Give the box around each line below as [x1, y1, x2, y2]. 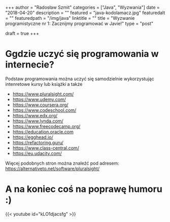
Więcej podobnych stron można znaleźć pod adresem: [5, 160, 119, 166]
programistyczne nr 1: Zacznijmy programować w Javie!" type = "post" [5, 20, 154, 26]
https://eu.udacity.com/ [12, 150, 62, 156]
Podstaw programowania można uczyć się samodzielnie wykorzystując [5, 76, 154, 82]
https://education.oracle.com [12, 129, 74, 135]
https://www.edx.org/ [12, 112, 58, 118]
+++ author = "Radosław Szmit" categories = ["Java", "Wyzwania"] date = [5, 5, 160, 10]
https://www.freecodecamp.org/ [12, 123, 81, 129]
